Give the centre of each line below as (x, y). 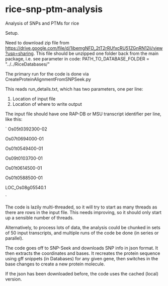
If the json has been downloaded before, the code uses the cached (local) (82, 273)
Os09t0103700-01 (24, 158)
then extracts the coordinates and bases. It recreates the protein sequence (83, 253)
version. (14, 279)
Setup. (12, 33)
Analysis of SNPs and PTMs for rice (42, 23)
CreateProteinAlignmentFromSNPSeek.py (48, 79)
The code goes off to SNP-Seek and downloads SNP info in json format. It (82, 248)
